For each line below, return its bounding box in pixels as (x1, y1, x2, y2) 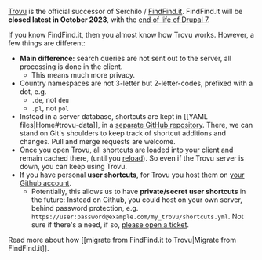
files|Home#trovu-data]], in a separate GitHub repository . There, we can (19, 121, 253, 129)
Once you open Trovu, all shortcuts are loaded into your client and (19, 145, 234, 154)
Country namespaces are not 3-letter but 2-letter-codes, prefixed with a (19, 78, 253, 88)
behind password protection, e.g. (31, 204, 139, 212)
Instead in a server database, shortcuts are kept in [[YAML (19, 112, 208, 121)
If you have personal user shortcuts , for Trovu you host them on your (19, 170, 245, 179)
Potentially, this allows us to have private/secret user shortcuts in (31, 187, 246, 196)
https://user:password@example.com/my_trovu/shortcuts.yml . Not (31, 211, 244, 221)
